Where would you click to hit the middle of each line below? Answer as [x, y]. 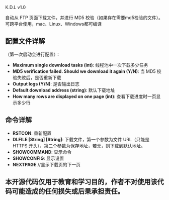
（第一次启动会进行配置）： [33, 54]
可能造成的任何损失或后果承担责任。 [68, 191]
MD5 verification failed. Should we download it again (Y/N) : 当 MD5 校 [87, 71]
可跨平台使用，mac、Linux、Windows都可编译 [54, 24]
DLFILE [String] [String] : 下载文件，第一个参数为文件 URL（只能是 [81, 139]
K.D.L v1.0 [16, 7]
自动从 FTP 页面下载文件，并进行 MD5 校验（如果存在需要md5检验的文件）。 [84, 18]
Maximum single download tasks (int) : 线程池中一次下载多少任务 [80, 65]
